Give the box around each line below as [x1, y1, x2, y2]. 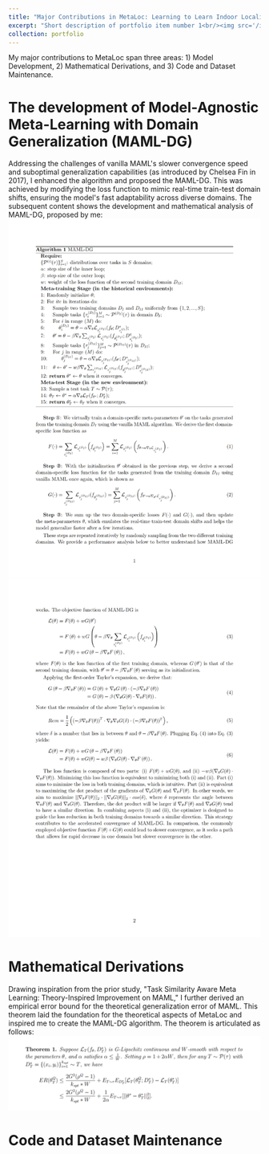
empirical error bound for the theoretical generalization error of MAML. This [8, 1001, 259, 1011]
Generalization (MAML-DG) [8, 133, 194, 150]
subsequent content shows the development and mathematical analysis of [8, 202, 254, 211]
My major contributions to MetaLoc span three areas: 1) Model [8, 53, 214, 63]
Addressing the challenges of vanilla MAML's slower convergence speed [8, 159, 248, 169]
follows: [8, 1026, 34, 1036]
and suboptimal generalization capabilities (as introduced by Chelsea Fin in [8, 167, 256, 177]
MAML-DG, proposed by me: [8, 210, 103, 220]
